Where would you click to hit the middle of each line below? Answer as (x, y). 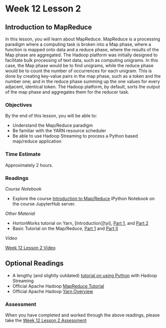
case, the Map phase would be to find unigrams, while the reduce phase (79, 66)
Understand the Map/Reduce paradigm (53, 126)
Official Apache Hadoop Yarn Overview (53, 291)
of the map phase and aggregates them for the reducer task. (67, 92)
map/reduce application (37, 141)
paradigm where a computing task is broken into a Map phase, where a (78, 44)
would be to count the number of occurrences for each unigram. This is (79, 71)
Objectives (19, 105)
